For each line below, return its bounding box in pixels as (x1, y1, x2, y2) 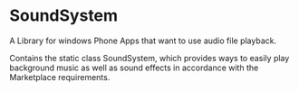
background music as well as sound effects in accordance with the (9, 62, 259, 73)
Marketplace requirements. (9, 71, 111, 82)
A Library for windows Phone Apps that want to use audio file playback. (9, 35, 277, 46)
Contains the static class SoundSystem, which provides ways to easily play (9, 52, 290, 63)
